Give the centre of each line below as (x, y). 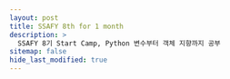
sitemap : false (38, 52)
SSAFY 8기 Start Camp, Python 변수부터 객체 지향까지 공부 (119, 43)
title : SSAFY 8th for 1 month (67, 26)
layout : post (34, 18)
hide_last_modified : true (58, 60)
